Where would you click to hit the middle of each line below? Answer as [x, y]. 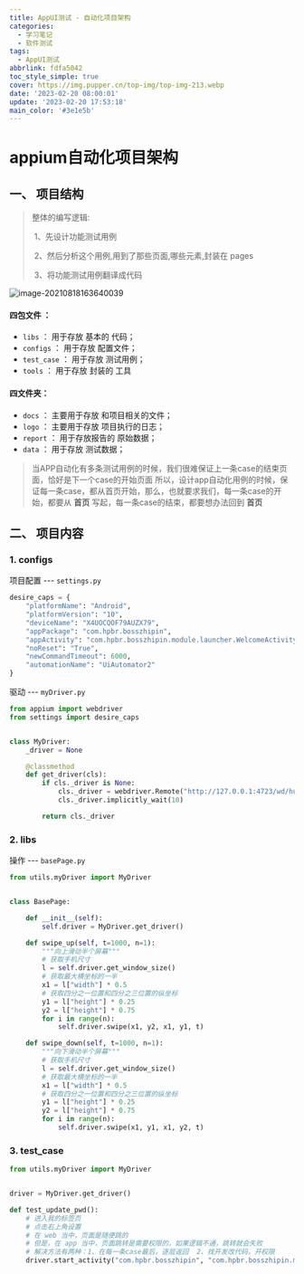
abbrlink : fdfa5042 [46, 69]
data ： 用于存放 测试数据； [74, 449]
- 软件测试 [35, 43]
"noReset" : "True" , [62, 648]
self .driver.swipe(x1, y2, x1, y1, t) [131, 1027]
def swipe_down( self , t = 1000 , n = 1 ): [95, 1043]
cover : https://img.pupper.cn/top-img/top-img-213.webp [117, 85]
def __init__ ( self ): [64, 918]
